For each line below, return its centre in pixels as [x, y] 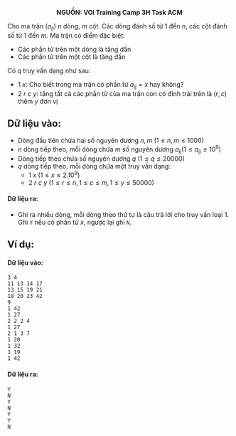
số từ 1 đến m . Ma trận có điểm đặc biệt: [66, 35]
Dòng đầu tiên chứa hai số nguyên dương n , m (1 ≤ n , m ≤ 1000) [111, 141]
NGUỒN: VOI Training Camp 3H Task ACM [119, 12]
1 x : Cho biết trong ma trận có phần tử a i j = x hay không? [101, 85]
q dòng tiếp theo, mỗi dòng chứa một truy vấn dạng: [94, 166]
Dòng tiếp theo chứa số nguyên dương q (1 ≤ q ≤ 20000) [101, 159]
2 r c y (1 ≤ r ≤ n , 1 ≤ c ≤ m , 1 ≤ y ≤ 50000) [91, 182]
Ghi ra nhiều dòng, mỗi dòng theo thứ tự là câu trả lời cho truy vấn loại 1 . [123, 214]
